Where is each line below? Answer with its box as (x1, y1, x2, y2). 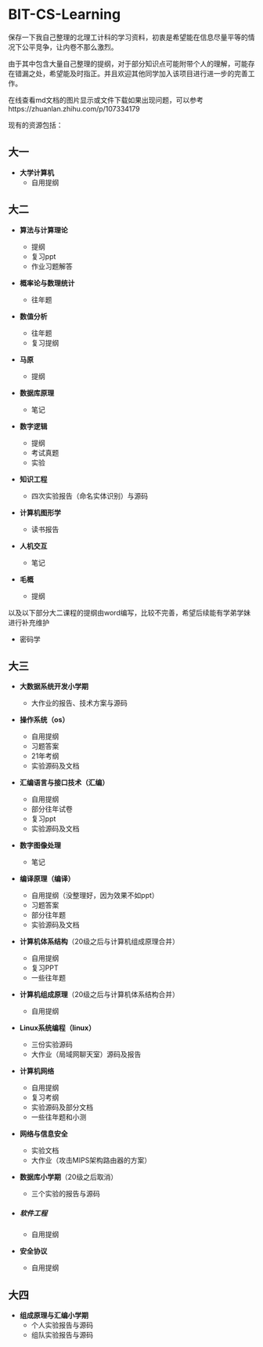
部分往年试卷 (31, 805, 73, 814)
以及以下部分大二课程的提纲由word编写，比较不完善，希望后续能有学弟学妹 (8, 608, 251, 617)
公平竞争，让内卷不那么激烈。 (21, 42, 118, 52)
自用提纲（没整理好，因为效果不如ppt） (31, 891, 159, 900)
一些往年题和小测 (31, 1112, 87, 1122)
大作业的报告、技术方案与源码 (31, 699, 128, 708)
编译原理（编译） (19, 874, 75, 884)
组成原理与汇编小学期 (19, 1311, 88, 1320)
